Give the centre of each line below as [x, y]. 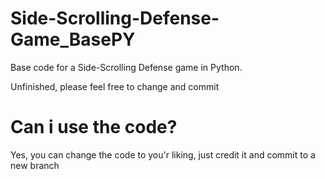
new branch [35, 165]
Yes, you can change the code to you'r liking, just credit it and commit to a [163, 154]
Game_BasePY [73, 39]
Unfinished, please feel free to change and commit [115, 86]
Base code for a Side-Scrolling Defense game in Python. [126, 67]
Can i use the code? [94, 127]
